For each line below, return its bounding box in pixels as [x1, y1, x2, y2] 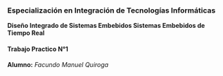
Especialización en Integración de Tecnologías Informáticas [7, 6, 216, 15]
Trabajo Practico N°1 [7, 45, 69, 53]
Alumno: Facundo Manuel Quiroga [7, 60, 109, 68]
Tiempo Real [7, 29, 45, 37]
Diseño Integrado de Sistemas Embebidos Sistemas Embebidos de [7, 22, 205, 30]
